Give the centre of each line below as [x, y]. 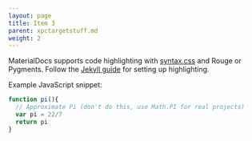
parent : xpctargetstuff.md [53, 30]
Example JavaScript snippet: [55, 85]
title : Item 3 [32, 23]
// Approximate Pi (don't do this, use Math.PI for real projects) [130, 107]
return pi [32, 122]
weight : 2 [25, 38]
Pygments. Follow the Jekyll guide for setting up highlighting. [109, 70]
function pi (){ [34, 100]
